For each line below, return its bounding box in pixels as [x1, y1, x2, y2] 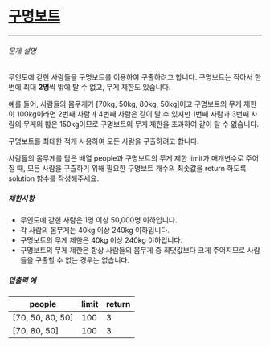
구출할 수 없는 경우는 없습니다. [35, 255, 130, 265]
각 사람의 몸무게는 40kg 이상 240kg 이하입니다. [19, 226, 170, 235]
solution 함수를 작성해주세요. [8, 173, 99, 183]
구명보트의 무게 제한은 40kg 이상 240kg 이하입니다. [19, 235, 183, 245]
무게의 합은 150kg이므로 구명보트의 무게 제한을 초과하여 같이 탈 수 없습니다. [22, 120, 260, 129]
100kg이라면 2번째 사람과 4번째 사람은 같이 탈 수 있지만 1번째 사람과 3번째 [16, 109, 250, 119]
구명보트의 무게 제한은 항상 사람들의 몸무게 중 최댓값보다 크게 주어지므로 [19, 246, 246, 255]
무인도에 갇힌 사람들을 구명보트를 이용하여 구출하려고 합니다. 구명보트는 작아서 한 [8, 72, 262, 82]
